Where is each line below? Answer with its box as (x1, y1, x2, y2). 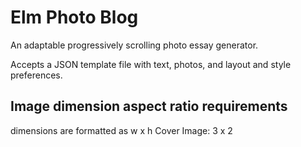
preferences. (10, 69, 63, 81)
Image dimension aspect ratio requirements (10, 98, 288, 115)
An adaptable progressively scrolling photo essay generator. (10, 39, 259, 51)
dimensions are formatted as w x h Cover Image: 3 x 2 (10, 124, 233, 136)
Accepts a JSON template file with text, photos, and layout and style (10, 58, 292, 70)
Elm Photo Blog (10, 6, 139, 29)
